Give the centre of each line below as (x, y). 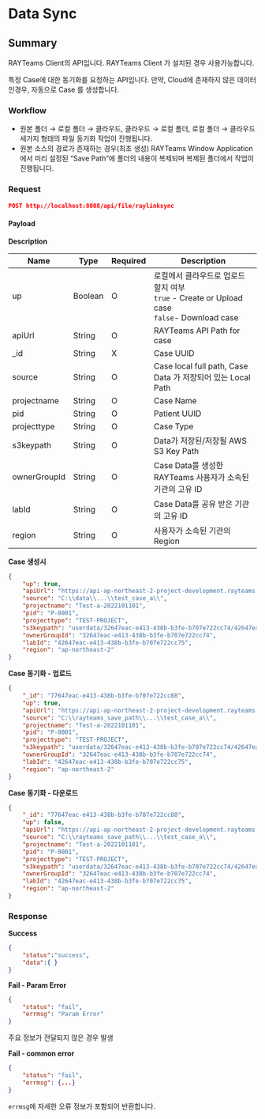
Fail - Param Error (37, 985)
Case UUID (174, 353)
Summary (33, 43)
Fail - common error (41, 1053)
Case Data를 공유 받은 (193, 504)
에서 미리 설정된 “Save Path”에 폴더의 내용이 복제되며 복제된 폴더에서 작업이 (136, 158)
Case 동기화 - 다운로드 (43, 792)
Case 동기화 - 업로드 (40, 674)
